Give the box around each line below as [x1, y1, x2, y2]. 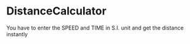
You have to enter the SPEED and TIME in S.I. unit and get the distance [6, 24, 184, 31]
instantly [6, 30, 28, 37]
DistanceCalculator [6, 4, 107, 18]
